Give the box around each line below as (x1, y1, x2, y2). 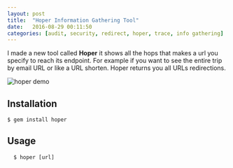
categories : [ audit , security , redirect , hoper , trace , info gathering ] (7, 29, 224, 37)
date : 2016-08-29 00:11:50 (7, 23, 92, 30)
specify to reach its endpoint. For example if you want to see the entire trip (7, 57, 223, 65)
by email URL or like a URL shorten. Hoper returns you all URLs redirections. (7, 64, 226, 72)
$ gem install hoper (7, 116, 68, 123)
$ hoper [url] (13, 153, 55, 161)
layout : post (7, 10, 45, 17)
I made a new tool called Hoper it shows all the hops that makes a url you (7, 49, 218, 57)
